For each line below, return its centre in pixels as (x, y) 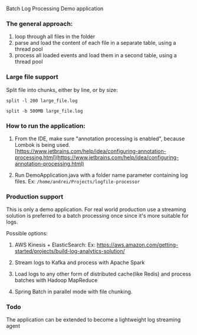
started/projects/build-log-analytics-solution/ (70, 251)
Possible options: (27, 234)
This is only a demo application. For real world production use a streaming (96, 209)
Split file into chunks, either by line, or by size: (62, 90)
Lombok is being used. (42, 144)
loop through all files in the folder (55, 37)
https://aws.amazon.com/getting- (137, 245)
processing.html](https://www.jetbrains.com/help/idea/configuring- (97, 157)
